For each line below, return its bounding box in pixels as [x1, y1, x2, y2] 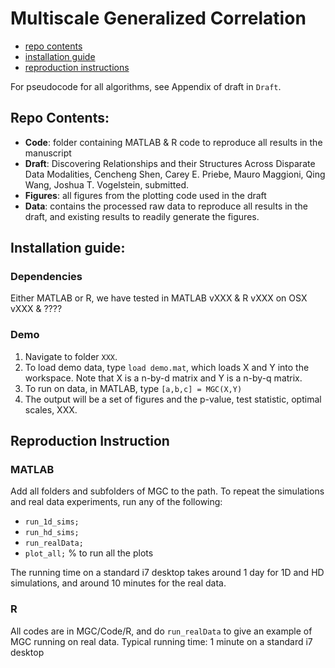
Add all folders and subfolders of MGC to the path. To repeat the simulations [10, 485, 325, 497]
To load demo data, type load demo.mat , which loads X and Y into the [24, 361, 310, 373]
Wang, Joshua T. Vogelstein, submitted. [24, 178, 190, 191]
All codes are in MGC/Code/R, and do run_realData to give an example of [10, 625, 313, 637]
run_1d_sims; [24, 517, 80, 527]
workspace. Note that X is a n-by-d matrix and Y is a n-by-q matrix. [24, 372, 303, 384]
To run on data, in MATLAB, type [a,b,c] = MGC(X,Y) [24, 382, 243, 394]
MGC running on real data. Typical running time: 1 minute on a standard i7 [10, 635, 313, 647]
